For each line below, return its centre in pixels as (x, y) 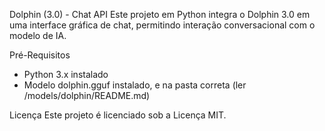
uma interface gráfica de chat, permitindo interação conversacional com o (162, 25)
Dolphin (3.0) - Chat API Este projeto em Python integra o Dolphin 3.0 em (160, 14)
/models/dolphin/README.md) (87, 95)
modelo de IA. (38, 35)
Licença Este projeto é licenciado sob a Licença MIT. (118, 115)
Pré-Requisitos (40, 55)
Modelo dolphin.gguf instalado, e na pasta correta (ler (135, 85)
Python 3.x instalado (66, 74)
